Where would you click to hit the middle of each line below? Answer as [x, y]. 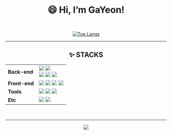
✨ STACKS [86, 55]
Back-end [20, 72]
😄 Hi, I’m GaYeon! [86, 10]
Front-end [21, 83]
